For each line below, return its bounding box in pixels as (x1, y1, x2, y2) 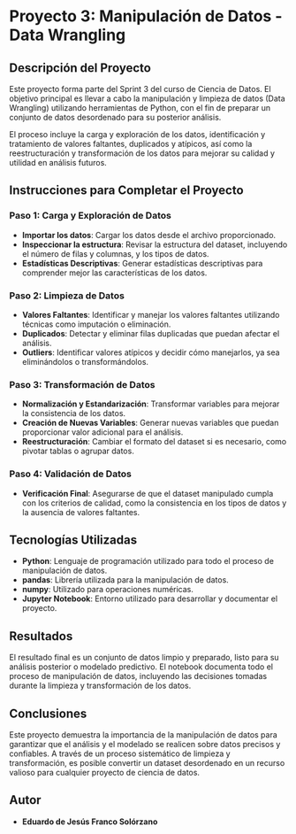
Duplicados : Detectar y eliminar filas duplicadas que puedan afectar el (21, 328, 280, 338)
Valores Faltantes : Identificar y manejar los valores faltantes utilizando (21, 309, 280, 320)
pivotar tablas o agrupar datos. (21, 445, 134, 457)
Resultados (9, 629, 73, 644)
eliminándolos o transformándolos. (21, 356, 148, 367)
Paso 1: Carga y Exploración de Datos (9, 210, 172, 222)
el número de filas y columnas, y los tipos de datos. (21, 248, 209, 259)
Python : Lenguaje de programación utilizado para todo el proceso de (21, 556, 274, 567)
